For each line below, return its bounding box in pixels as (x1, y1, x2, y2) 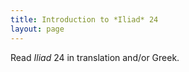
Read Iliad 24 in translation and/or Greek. (10, 51, 180, 63)
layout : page (10, 24, 65, 34)
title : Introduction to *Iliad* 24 (10, 14, 159, 25)
